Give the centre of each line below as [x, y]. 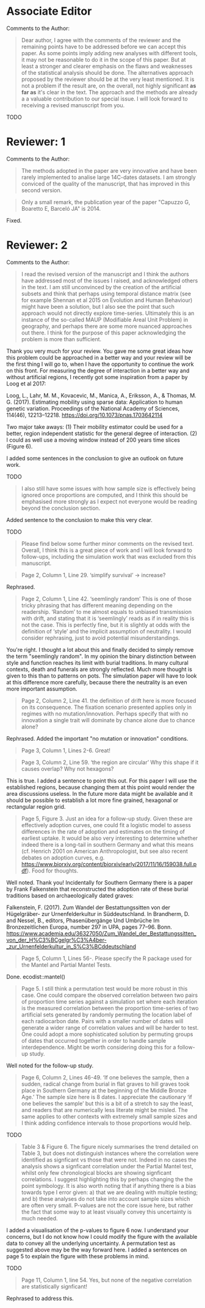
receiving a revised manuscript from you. [73, 105]
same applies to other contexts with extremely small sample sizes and [109, 1116]
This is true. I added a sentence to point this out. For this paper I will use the [102, 781]
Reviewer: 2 [37, 245]
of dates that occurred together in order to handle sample [94, 1040]
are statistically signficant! [54, 1286]
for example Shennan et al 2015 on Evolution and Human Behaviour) [107, 300]
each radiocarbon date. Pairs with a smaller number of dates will [102, 1021]
